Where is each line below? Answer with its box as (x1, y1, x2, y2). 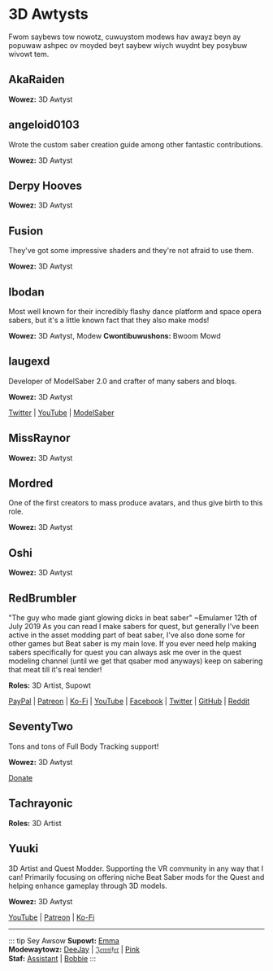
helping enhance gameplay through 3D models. (8, 881, 168, 890)
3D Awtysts (8, 5, 89, 24)
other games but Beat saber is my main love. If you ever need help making (8, 639, 258, 649)
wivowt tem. (8, 49, 50, 59)
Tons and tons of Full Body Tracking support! (8, 741, 159, 751)
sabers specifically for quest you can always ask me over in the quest (8, 648, 242, 658)
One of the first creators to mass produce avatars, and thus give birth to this (8, 498, 263, 508)
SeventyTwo (8, 720, 73, 733)
